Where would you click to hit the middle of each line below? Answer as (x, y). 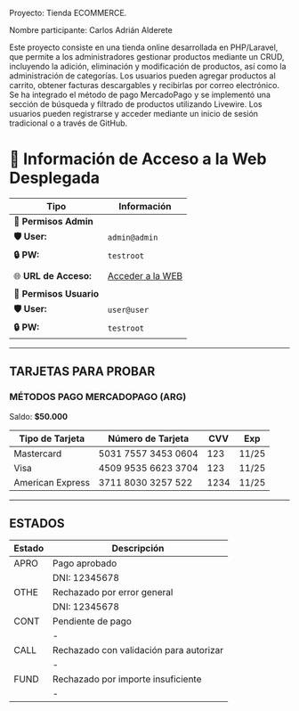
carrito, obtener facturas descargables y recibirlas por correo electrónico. (145, 85)
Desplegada (55, 178)
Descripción (138, 549)
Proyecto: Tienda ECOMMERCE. (68, 13)
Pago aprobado (85, 563)
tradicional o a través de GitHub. (69, 123)
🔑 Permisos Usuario (57, 293)
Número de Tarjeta (149, 438)
